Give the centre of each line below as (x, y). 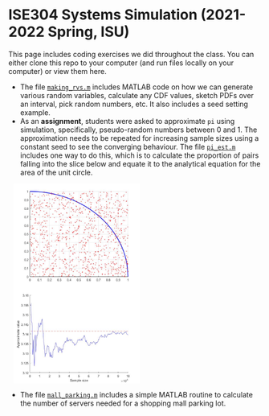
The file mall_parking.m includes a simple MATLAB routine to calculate (136, 395)
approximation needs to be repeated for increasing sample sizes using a (139, 138)
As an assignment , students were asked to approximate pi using (127, 121)
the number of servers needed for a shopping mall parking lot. (123, 403)
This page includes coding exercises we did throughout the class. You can (131, 54)
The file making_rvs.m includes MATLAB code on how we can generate (137, 87)
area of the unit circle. (56, 172)
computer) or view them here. (57, 71)
